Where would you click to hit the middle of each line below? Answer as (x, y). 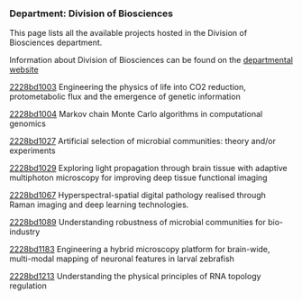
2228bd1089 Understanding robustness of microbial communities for (137, 223)
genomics (28, 123)
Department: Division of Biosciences (92, 14)
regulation (28, 286)
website (24, 69)
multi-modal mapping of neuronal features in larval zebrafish (122, 259)
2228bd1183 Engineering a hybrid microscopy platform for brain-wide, (140, 250)
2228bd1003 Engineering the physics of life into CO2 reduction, (128, 87)
